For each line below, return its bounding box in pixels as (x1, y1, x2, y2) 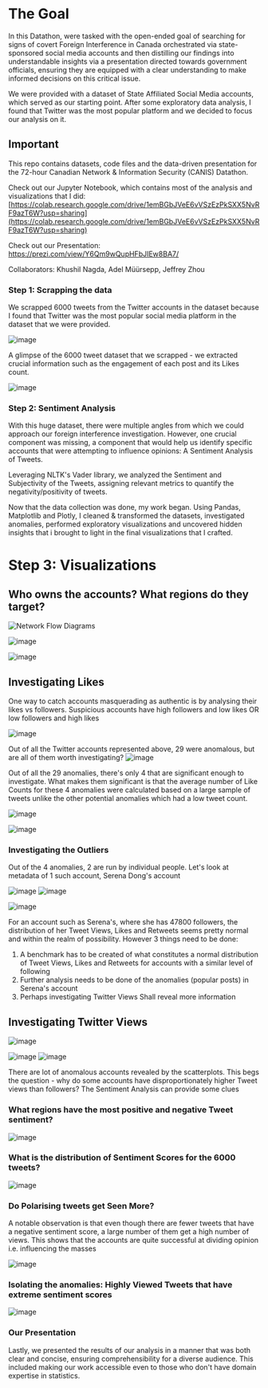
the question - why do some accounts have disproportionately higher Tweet (8, 1076, 258, 1086)
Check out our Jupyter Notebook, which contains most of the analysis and (8, 183, 253, 192)
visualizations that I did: (8, 191, 86, 200)
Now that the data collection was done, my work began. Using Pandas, (8, 503, 242, 512)
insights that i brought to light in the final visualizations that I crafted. (8, 528, 233, 538)
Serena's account (19, 984, 78, 993)
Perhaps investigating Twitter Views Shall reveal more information (19, 992, 237, 1002)
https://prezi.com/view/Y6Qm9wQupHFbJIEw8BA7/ (8, 249, 179, 258)
